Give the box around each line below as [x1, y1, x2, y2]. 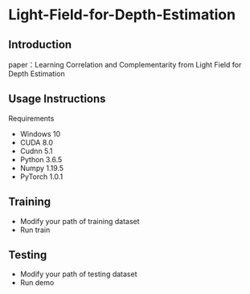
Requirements [8, 113, 55, 123]
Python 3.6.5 [19, 154, 63, 164]
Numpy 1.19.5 [19, 163, 64, 173]
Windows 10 [19, 129, 61, 138]
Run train [19, 225, 51, 235]
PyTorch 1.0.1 [19, 171, 64, 182]
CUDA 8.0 [19, 137, 54, 147]
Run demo [19, 278, 55, 288]
